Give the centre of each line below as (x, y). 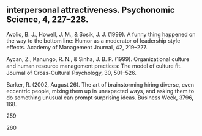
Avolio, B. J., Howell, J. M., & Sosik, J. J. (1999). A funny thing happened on (101, 34)
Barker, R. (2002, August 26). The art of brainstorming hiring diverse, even (100, 84)
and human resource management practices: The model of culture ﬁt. (94, 66)
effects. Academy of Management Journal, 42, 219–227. (77, 47)
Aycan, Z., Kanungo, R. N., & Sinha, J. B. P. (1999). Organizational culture (98, 59)
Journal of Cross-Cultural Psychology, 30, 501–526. (71, 73)
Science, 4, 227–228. (47, 20)
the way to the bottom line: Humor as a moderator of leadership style (93, 41)
